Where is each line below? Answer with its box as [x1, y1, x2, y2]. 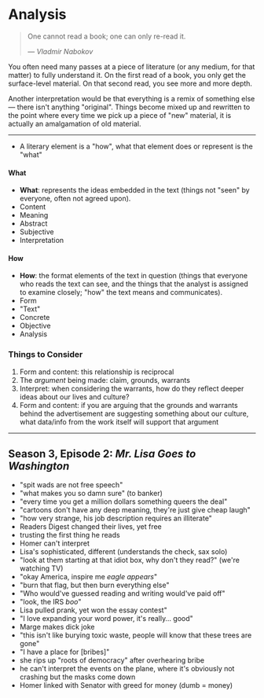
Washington [8, 460, 70, 473]
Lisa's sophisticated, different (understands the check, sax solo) [19, 547, 228, 557]
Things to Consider [8, 349, 83, 360]
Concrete [19, 313, 50, 322]
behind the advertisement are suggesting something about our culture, [19, 409, 249, 418]
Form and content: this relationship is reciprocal [19, 367, 174, 377]
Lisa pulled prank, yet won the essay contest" [19, 605, 167, 615]
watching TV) [19, 564, 64, 573]
